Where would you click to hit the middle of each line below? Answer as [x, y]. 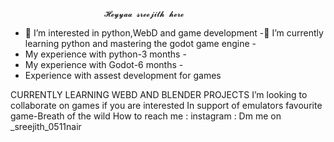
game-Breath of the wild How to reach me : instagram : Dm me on [146, 116]
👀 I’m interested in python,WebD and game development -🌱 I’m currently [174, 33]
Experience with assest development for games [123, 75]
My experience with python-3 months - [105, 54]
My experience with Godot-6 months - [104, 64]
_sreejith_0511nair [46, 126]
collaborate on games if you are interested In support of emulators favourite [166, 105]
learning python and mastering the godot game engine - [140, 43]
